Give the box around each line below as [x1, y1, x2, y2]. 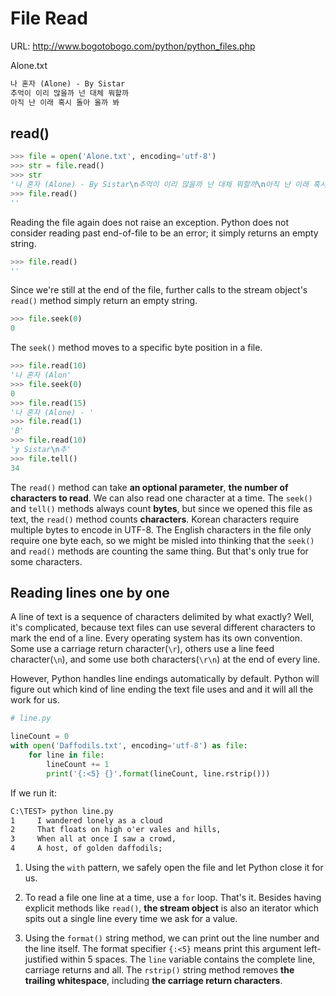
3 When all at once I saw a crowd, [10, 834, 177, 844]
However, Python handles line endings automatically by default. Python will [10, 673, 320, 685]
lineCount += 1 [46, 759, 110, 769]
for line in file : [28, 750, 105, 761]
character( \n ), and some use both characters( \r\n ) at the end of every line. [10, 653, 321, 666]
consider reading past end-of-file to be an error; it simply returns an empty [10, 227, 319, 239]
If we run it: [10, 787, 57, 799]
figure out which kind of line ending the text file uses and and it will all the [10, 683, 314, 696]
